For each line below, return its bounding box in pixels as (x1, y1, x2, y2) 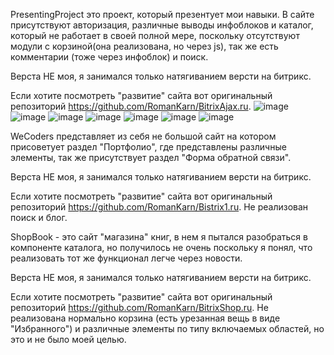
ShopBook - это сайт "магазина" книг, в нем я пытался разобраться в (10, 231, 308, 243)
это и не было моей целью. (10, 334, 127, 345)
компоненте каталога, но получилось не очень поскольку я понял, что (10, 242, 313, 253)
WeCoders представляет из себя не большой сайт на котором (10, 130, 277, 142)
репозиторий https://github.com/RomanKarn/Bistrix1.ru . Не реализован (10, 201, 309, 213)
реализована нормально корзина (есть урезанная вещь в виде (10, 312, 281, 324)
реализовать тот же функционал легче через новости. (10, 252, 243, 264)
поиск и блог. (10, 212, 68, 223)
